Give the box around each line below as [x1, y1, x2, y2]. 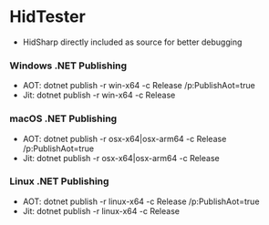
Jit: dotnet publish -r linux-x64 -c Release [22, 205, 181, 216]
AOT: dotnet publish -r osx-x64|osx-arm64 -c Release [22, 133, 227, 144]
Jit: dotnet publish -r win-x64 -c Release [22, 89, 176, 101]
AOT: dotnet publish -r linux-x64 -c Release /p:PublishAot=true [22, 196, 260, 207]
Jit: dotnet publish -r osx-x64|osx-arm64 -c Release [22, 152, 221, 163]
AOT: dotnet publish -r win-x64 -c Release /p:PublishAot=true [22, 80, 255, 91]
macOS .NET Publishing [9, 112, 118, 125]
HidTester [9, 6, 87, 27]
